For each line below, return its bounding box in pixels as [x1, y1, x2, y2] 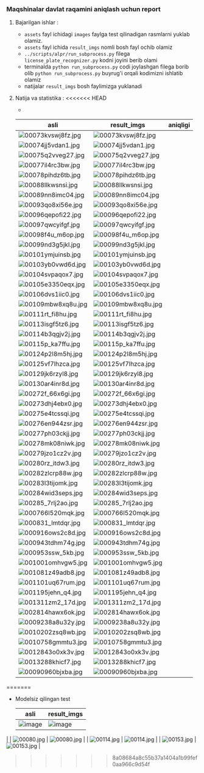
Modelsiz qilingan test [15, 695, 71, 703]
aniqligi [168, 121, 191, 130]
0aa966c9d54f [112, 761, 150, 768]
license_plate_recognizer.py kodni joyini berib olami [24, 57, 158, 64]
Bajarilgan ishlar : [15, 19, 59, 26]
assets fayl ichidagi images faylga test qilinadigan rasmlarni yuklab [24, 31, 190, 38]
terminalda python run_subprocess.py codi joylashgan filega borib [24, 63, 189, 70]
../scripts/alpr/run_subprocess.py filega [24, 50, 130, 57]
